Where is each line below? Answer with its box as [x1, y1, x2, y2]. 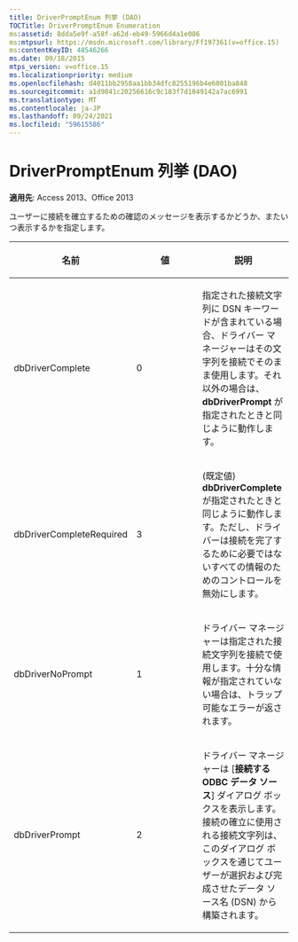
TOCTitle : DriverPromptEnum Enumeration [9, 21, 161, 30]
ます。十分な [220, 662, 273, 674]
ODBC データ [202, 775, 257, 788]
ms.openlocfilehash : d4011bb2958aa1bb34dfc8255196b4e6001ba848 [9, 79, 248, 88]
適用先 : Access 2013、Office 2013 [9, 192, 134, 202]
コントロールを [220, 574, 283, 586]
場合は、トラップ [211, 688, 283, 701]
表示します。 [228, 802, 282, 814]
